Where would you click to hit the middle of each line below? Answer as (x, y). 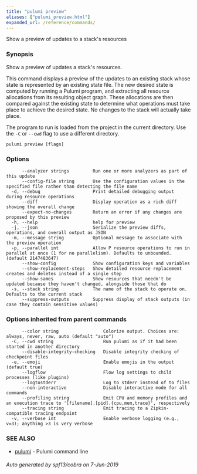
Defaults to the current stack (44, 294)
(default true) (25, 367)
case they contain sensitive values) (52, 304)
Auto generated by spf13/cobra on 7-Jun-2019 (62, 465)
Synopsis (20, 55)
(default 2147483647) (33, 258)
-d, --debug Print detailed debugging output (93, 191)
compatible (19, 414)
